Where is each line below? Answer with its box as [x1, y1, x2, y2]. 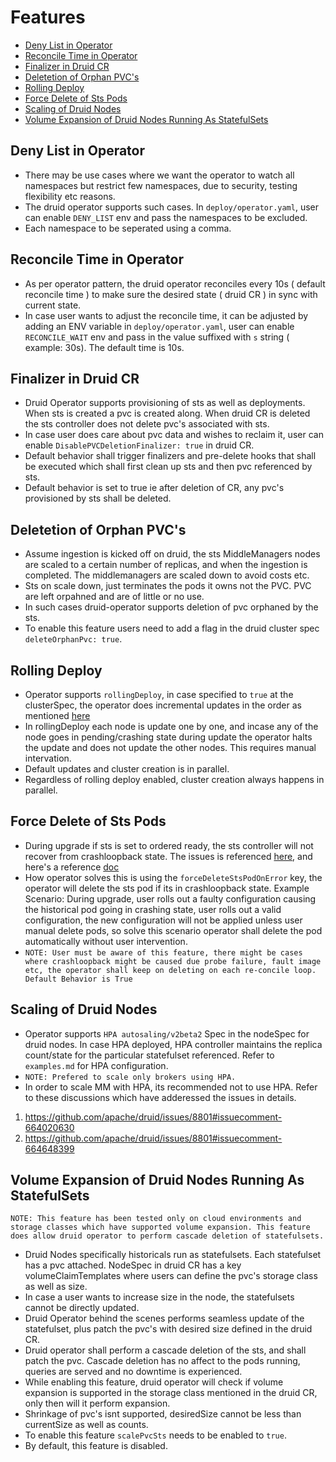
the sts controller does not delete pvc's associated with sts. [24, 418, 270, 430]
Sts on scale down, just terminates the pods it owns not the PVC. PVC [24, 580, 312, 592]
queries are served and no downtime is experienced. [24, 1366, 243, 1378]
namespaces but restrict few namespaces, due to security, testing [24, 179, 298, 191]
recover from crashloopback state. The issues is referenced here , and [24, 850, 313, 862]
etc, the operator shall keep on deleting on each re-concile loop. [24, 965, 317, 975]
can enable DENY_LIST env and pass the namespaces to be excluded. [24, 211, 308, 223]
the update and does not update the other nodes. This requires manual [24, 742, 317, 753]
